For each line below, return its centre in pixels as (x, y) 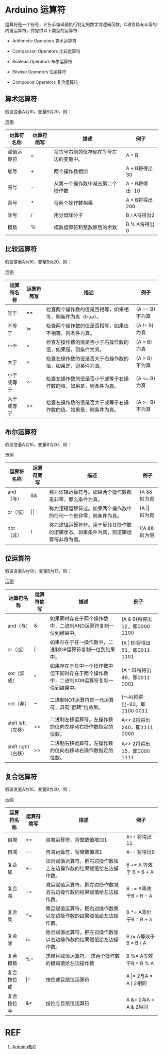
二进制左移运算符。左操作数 (82, 719)
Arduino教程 (24, 1047)
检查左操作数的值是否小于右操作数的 (87, 342)
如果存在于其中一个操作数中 (82, 666)
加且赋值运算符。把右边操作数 (80, 861)
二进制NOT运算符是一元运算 (82, 700)
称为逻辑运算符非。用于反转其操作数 (90, 525)
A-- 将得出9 (140, 852)
